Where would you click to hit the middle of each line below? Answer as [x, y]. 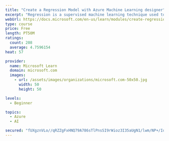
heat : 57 [14, 52]
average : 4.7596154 [30, 47]
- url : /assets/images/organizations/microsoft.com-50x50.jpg [81, 80]
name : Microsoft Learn [33, 66]
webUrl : [13, 19]
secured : [14, 131]
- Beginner [21, 103]
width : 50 [29, 85]
